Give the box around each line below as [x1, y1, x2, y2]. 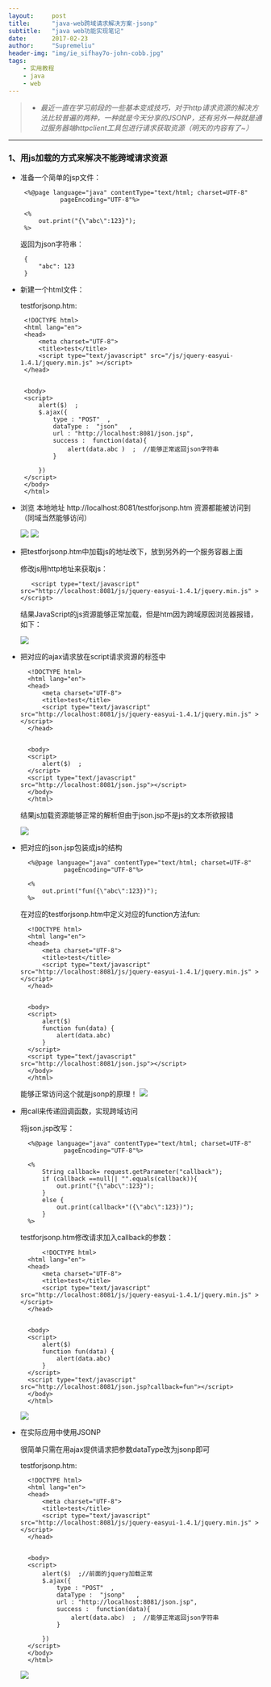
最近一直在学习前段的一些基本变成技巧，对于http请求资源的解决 [40, 103, 252, 112]
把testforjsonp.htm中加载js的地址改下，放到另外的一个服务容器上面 [19, 546, 244, 556]
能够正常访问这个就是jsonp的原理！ [19, 1088, 138, 1099]
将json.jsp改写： [19, 1123, 75, 1133]
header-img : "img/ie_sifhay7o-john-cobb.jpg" [8, 49, 164, 57]
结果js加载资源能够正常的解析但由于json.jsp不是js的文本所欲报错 [19, 810, 234, 820]
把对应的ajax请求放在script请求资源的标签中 [19, 651, 166, 661]
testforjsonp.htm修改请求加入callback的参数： [19, 1232, 173, 1242]
